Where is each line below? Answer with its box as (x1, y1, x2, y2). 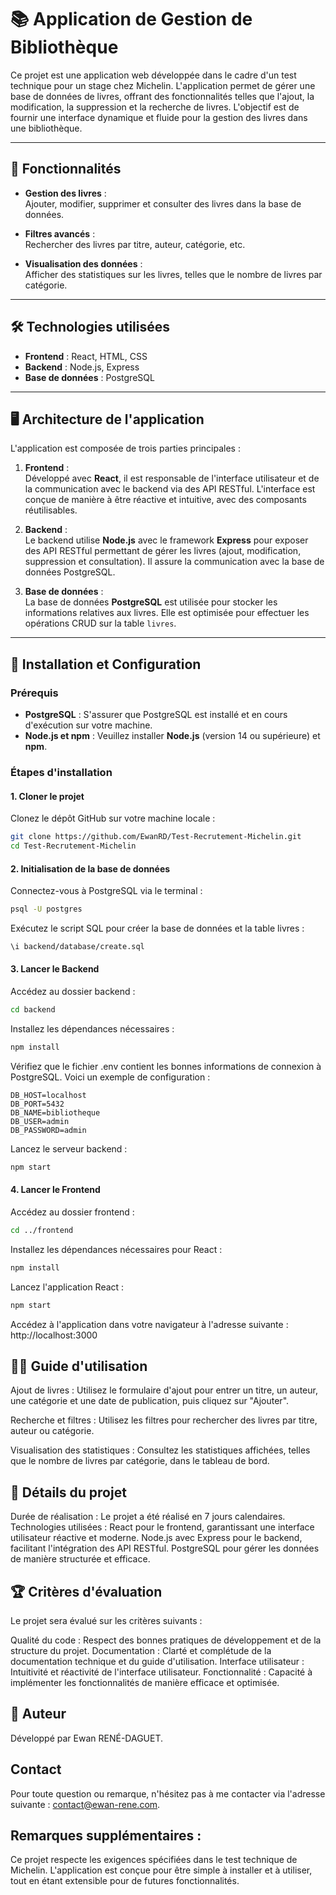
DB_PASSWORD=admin (10, 1125, 87, 1135)
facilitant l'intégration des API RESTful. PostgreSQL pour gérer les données (10, 1542, 320, 1555)
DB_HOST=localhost (10, 1090, 87, 1100)
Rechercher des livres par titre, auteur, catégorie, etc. (24, 238, 246, 250)
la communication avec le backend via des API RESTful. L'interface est (24, 483, 316, 495)
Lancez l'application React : (10, 1281, 125, 1293)
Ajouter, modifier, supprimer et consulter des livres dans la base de (24, 197, 302, 210)
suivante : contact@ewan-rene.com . (10, 1798, 161, 1810)
